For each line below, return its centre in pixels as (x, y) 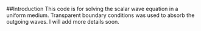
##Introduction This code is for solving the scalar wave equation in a (92, 9)
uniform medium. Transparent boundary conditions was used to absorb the (100, 15)
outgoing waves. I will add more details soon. (63, 22)
